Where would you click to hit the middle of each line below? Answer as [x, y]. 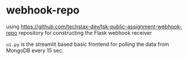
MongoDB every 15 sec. [35, 50]
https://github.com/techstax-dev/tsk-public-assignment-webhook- [101, 26]
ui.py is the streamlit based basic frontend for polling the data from [88, 44]
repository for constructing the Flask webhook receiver [85, 32]
